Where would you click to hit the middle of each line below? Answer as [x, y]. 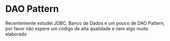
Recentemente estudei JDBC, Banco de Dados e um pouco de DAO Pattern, [85, 23]
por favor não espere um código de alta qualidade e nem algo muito [77, 28]
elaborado [16, 34]
